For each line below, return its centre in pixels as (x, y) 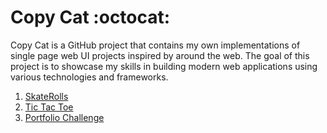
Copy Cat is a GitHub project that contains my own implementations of (155, 45)
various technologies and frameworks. (89, 77)
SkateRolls (46, 96)
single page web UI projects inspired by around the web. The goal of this (160, 55)
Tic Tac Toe (49, 107)
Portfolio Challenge (64, 117)
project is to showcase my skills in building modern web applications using (164, 66)
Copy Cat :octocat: (90, 17)
